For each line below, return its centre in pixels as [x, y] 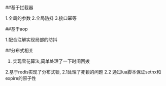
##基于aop [16, 29]
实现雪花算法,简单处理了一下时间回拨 [51, 61]
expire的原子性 [21, 78]
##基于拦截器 [19, 7]
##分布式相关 [19, 50]
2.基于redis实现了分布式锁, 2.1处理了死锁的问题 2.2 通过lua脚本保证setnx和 [83, 72]
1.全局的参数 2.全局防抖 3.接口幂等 [41, 18]
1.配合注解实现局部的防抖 [31, 40]
